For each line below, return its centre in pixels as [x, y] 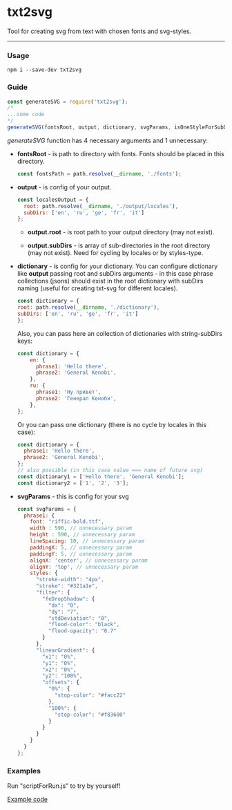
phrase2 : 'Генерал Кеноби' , [76, 398]
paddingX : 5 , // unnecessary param [81, 547]
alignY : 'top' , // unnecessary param [84, 567]
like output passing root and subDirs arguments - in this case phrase [115, 274]
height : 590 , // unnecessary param [83, 535]
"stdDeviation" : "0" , [79, 618]
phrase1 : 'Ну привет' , [68, 392]
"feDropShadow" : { [69, 599]
